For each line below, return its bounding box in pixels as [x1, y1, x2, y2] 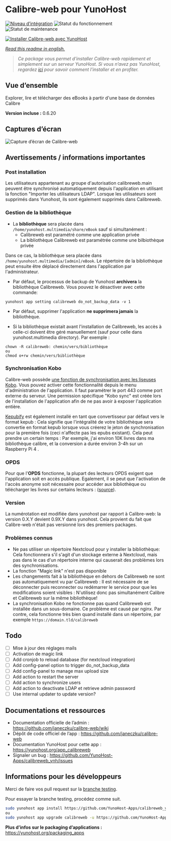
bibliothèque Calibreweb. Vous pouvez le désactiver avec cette [12, 284, 145, 290]
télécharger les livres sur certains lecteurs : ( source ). [5, 486, 116, 493]
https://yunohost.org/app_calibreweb [12, 747, 91, 753]
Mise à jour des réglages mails [12, 645, 77, 651]
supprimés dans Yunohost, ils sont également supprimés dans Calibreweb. [5, 196, 162, 203]
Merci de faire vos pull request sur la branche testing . [5, 786, 118, 792]
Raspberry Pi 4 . [5, 446, 39, 452]
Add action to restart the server [12, 674, 79, 680]
